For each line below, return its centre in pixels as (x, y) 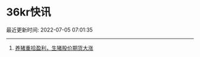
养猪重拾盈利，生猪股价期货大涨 (54, 47)
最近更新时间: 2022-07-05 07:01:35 (50, 30)
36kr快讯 (29, 12)
